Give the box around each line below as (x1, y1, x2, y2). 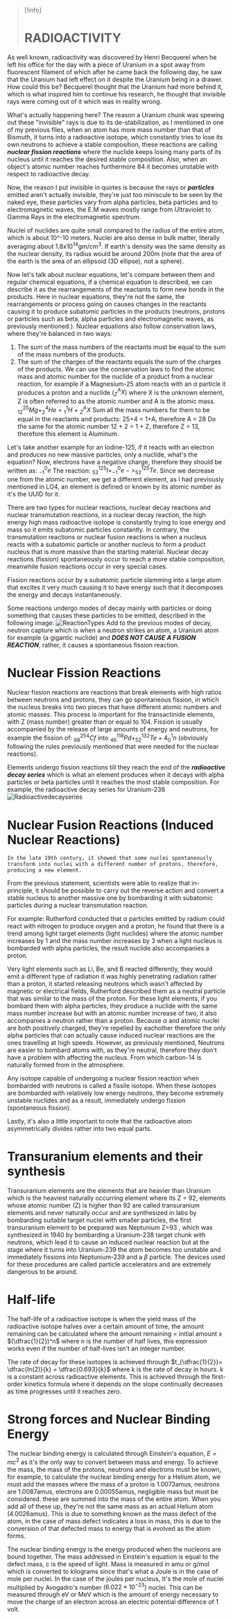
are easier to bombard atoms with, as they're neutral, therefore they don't (7, 1046, 217, 1054)
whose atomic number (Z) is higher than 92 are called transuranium (7, 1201, 200, 1210)
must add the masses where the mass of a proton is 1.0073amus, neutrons (7, 1480, 220, 1488)
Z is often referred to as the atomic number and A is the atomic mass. (17, 397, 216, 405)
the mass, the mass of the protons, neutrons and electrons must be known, (7, 1465, 222, 1473)
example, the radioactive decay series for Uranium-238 (7, 786, 165, 794)
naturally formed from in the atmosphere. (7, 1061, 125, 1069)
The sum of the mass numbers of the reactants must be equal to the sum (17, 343, 226, 351)
